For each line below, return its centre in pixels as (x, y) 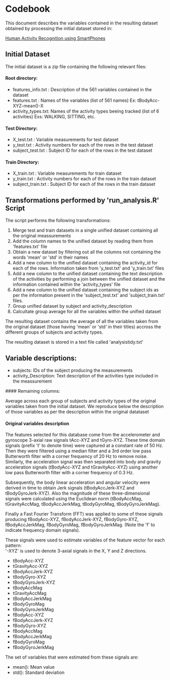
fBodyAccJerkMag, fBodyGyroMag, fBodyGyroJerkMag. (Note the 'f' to (80, 525)
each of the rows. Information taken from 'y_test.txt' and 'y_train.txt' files (88, 268)
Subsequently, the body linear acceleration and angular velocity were (78, 482)
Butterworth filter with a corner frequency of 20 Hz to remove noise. (77, 456)
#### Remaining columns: (33, 391)
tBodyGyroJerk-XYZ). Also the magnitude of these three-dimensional (78, 493)
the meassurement (32, 381)
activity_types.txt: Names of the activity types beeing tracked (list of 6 (86, 111)
